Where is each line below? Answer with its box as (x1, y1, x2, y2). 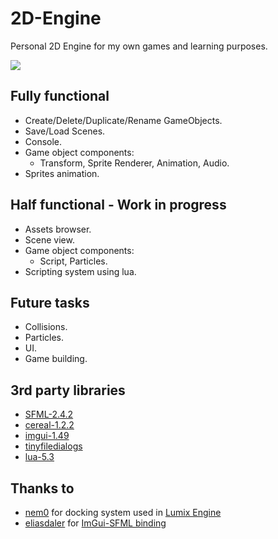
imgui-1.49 (24, 430, 70, 442)
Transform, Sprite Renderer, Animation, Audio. (39, 157, 230, 169)
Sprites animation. (24, 167, 100, 179)
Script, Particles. (39, 255, 108, 267)
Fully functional (10, 88, 110, 105)
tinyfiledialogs (24, 440, 83, 452)
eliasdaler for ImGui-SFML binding (24, 517, 167, 529)
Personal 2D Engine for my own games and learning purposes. (10, 40, 268, 52)
